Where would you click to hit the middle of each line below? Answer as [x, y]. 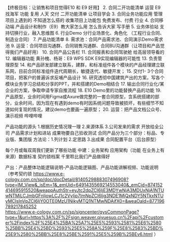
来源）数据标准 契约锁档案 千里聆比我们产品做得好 [58, 156]
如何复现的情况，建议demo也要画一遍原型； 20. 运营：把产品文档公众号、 [87, 109]
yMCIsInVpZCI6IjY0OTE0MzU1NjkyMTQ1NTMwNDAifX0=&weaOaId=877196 [85, 201]
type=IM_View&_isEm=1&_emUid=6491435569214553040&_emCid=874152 [84, 185]
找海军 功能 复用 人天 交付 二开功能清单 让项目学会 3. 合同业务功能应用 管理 [84, 14]
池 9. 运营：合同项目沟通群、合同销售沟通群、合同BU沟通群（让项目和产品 [83, 46]
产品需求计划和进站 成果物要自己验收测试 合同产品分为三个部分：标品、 [86, 133]
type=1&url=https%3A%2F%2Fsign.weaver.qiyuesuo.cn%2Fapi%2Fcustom [84, 217]
